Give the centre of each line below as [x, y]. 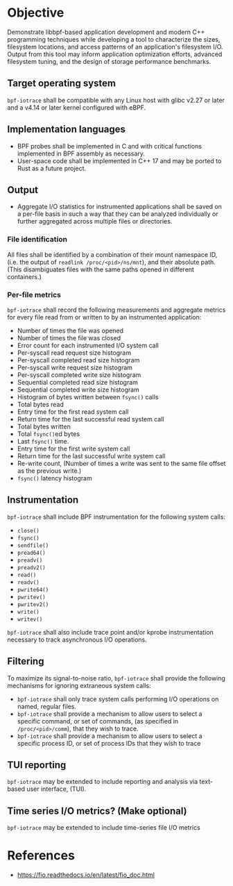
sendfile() [33, 545]
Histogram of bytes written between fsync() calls [88, 396]
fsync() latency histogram [54, 478]
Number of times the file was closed [69, 337]
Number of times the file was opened [70, 331]
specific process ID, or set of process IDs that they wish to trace [109, 743]
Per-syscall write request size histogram [75, 367]
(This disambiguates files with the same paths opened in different [101, 269]
